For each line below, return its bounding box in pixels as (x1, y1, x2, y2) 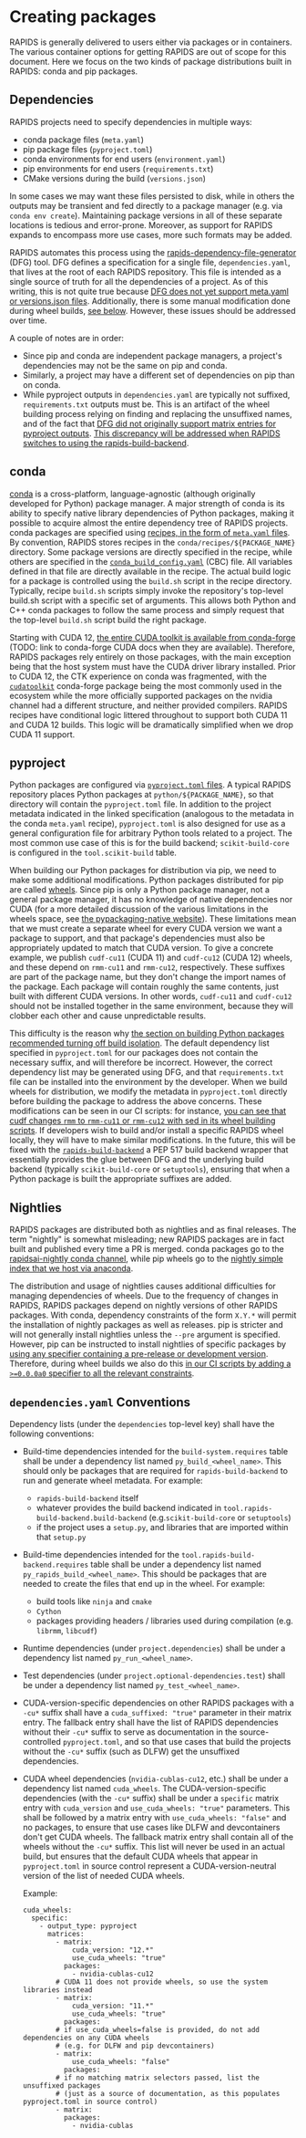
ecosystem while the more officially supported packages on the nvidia (9, 690, 273, 701)
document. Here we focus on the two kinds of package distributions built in (9, 56, 292, 67)
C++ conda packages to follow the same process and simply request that (9, 604, 285, 615)
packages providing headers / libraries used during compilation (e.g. (36, 1615, 294, 1626)
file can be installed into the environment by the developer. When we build (9, 1077, 288, 1088)
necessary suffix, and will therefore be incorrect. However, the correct (9, 1057, 273, 1069)
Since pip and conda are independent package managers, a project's (22, 349, 282, 361)
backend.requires (22, 1560, 89, 1570)
